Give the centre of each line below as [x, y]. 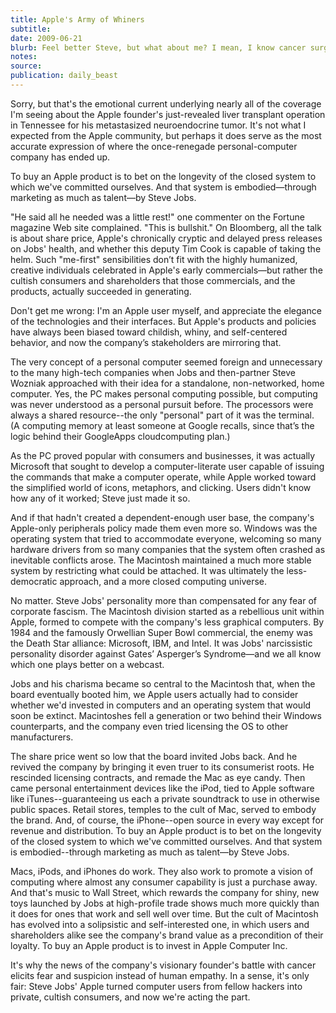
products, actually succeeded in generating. [101, 291]
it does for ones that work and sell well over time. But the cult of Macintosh [164, 913]
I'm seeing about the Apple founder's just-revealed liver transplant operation [168, 114]
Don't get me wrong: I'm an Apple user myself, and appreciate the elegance [166, 310]
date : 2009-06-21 [46, 38]
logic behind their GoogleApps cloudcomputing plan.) [120, 436]
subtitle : [31, 29]
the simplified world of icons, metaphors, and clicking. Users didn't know [161, 487]
